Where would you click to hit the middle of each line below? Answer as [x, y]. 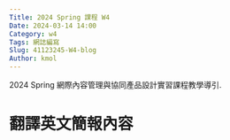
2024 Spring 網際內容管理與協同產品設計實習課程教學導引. [115, 85]
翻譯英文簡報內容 [72, 124]
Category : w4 [33, 34]
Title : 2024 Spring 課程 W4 [60, 17]
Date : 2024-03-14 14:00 [53, 26]
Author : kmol [33, 58]
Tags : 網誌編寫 [34, 42]
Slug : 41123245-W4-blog [53, 51]
